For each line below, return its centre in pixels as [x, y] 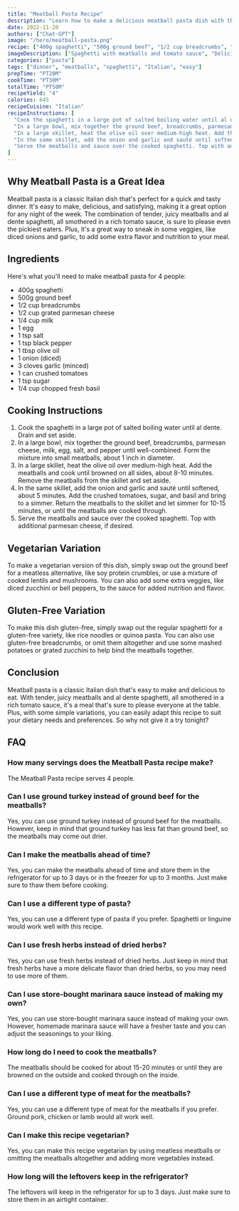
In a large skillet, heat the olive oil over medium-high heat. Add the [115, 465]
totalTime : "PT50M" [36, 87]
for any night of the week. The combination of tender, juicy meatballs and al [118, 213]
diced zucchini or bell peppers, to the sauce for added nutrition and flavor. [116, 588]
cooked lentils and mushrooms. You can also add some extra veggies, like [116, 581]
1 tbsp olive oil [38, 350]
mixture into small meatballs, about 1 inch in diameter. [96, 458]
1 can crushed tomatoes [53, 373]
